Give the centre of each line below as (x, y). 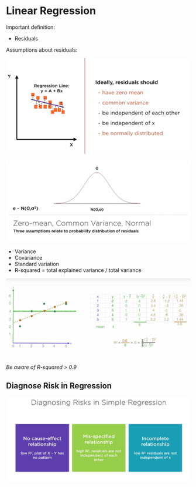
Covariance (28, 257)
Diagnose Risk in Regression (59, 386)
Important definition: (31, 27)
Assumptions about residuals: (42, 50)
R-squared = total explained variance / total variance (78, 270)
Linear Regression (51, 11)
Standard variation (37, 264)
